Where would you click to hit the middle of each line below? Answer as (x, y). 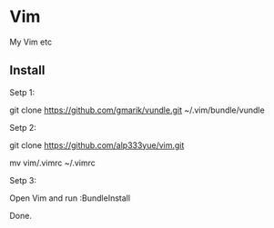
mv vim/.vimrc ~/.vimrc (52, 163)
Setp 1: (22, 92)
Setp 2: (23, 127)
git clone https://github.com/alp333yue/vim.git (97, 145)
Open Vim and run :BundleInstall (70, 198)
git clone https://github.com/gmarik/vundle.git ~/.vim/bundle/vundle (137, 110)
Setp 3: (23, 180)
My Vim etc (31, 42)
